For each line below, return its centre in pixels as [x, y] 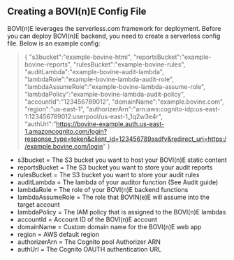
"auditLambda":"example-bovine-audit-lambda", [94, 71]
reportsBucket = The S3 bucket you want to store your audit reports [115, 167]
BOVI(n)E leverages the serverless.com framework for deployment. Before [114, 28]
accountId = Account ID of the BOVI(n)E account [87, 219]
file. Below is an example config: [54, 43]
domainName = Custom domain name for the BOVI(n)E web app [109, 226]
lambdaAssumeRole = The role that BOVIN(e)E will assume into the [114, 197]
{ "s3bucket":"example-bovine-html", [78, 57]
